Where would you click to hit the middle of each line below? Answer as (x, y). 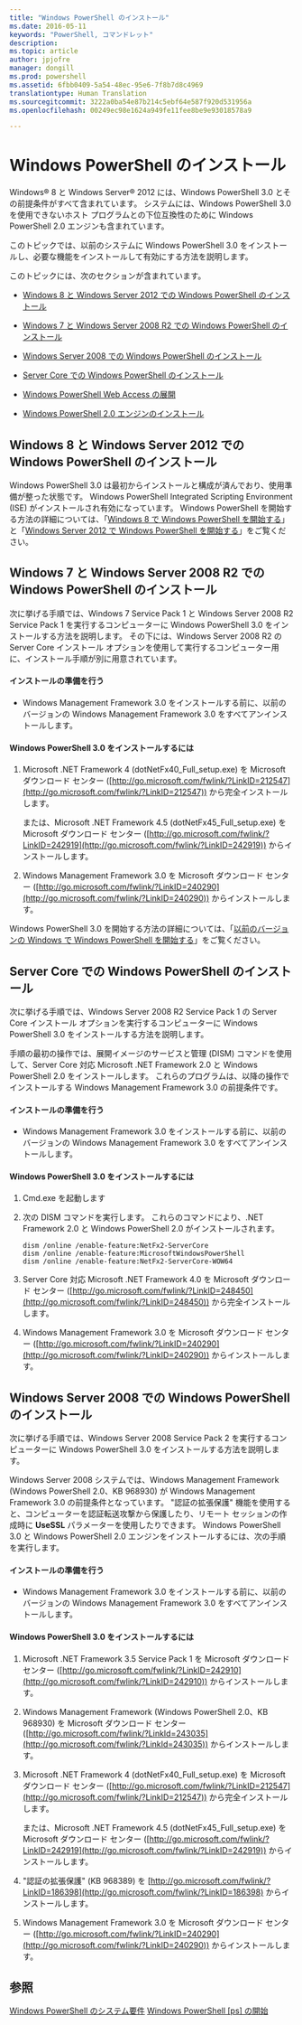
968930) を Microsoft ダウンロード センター (104, 1723)
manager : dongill (42, 69)
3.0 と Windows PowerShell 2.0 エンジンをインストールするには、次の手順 (148, 1536)
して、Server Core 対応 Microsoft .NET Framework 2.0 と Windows (134, 1065)
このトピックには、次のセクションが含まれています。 (108, 276)
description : (34, 43)
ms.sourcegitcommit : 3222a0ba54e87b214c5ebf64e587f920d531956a (131, 102)
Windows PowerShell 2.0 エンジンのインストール (113, 414)
